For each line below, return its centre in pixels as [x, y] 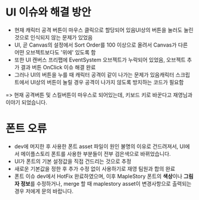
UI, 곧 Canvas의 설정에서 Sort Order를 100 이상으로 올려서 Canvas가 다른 [101, 45]
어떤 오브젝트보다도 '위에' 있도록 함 [55, 52]
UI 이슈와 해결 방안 [48, 12]
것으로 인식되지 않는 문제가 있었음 [53, 37]
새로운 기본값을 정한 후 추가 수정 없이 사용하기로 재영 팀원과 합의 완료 [95, 168]
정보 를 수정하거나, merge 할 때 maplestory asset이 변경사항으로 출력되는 [106, 183]
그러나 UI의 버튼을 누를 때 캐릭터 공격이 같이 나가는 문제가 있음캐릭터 [94, 75]
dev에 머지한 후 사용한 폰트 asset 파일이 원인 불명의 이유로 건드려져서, [96, 146]
